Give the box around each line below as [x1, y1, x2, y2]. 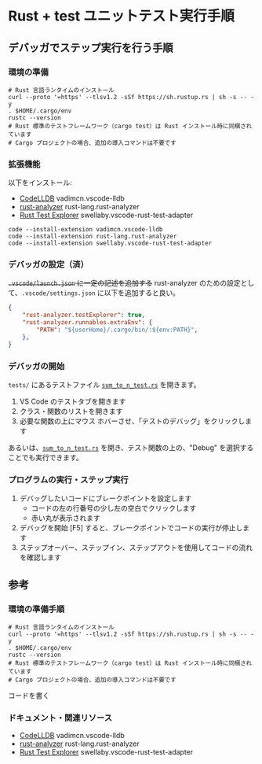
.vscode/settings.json [21, 290, 96, 297]
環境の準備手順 [8, 603, 65, 615]
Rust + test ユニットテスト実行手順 [8, 7, 235, 25]
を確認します [19, 552, 61, 563]
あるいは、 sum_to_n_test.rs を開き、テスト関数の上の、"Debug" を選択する [8, 443, 254, 452]
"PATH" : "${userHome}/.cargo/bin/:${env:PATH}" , [36, 326, 198, 334]
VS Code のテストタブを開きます [19, 397, 126, 406]
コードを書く [8, 691, 49, 700]
